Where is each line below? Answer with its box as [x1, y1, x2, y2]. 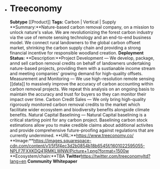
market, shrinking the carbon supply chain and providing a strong [9, 45, 141, 51]
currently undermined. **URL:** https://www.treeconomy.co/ [9, 132, 134, 138]
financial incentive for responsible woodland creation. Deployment [9, 50, 144, 56]
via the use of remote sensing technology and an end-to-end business [9, 34, 151, 40]
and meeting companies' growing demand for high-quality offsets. [9, 70, 143, 76]
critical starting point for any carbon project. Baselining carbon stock [9, 117, 148, 123]
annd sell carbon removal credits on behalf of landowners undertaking [9, 60, 151, 66]
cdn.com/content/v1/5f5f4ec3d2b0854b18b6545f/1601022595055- [9, 143, 145, 149]
